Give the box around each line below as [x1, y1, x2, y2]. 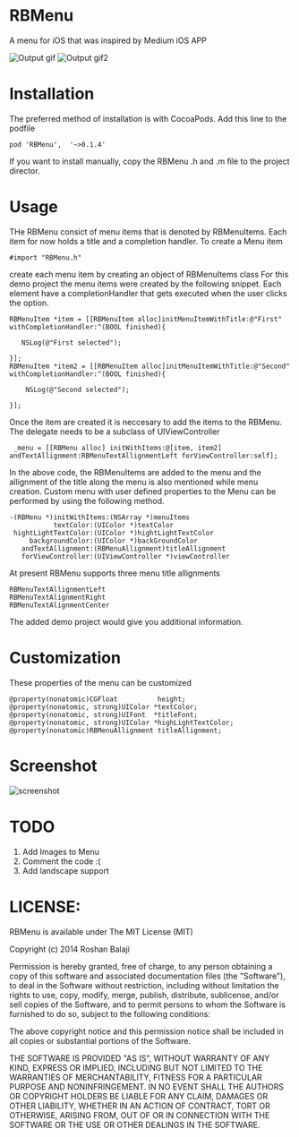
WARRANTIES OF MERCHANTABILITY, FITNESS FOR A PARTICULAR [9, 1072, 262, 1082]
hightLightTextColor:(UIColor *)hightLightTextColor [13, 528, 215, 537]
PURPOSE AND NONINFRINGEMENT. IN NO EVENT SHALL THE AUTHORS [9, 1081, 285, 1092]
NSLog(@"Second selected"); [25, 385, 130, 394]
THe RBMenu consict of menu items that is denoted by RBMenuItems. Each [9, 226, 287, 237]
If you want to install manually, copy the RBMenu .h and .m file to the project [9, 156, 290, 167]
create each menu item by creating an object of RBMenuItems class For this [9, 269, 289, 279]
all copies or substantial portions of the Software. [9, 1035, 191, 1046]
